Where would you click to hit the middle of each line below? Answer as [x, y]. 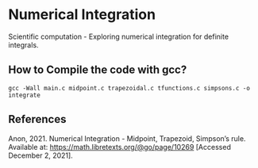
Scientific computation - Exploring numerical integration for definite [118, 36]
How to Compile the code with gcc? [98, 70]
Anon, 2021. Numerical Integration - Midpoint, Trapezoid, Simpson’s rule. [127, 138]
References [37, 119]
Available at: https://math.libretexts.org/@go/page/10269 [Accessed [120, 147]
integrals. [23, 44]
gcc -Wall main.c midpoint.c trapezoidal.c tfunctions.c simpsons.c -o [129, 88]
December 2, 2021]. [40, 155]
